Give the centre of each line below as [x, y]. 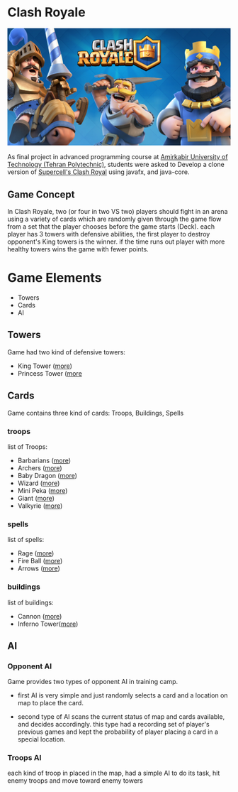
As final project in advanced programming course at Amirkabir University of [118, 157]
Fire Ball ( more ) [40, 561]
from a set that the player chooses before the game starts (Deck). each [111, 227]
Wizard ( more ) [39, 483]
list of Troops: [28, 446]
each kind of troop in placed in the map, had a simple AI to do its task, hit [114, 773]
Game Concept [41, 194]
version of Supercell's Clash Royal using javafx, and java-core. [98, 172]
